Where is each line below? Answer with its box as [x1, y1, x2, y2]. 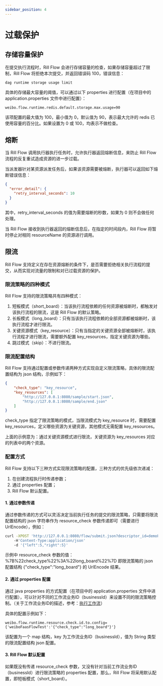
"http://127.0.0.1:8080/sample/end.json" [22, 399, 108, 404]
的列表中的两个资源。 [5, 440, 48, 446]
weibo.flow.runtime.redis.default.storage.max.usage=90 [5, 105, 120, 110]
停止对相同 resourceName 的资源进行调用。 [9, 232, 97, 238]
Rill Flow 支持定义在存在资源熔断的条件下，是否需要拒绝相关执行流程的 [5, 261, 147, 267]
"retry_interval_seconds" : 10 [14, 191, 75, 196]
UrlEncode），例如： [5, 524, 46, 530]
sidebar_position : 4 [5, 7, 47, 12]
